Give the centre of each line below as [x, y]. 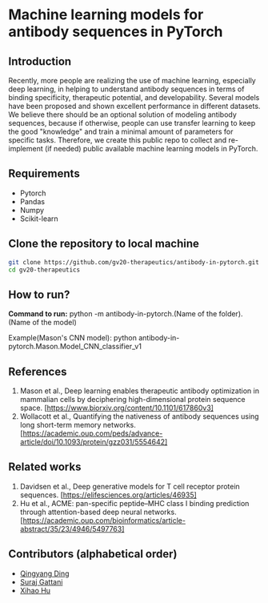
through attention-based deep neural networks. [98, 512]
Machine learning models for [106, 15]
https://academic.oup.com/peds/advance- [93, 433]
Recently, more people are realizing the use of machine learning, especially [132, 80]
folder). [231, 314]
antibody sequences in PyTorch [116, 32]
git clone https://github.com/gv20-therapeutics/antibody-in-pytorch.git [134, 262]
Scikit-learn [39, 219]
